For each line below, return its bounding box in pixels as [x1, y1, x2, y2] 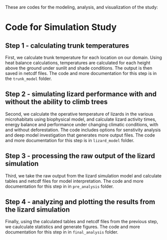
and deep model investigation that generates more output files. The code [5, 132, 156, 138]
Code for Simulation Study [5, 22, 117, 33]
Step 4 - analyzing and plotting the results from [5, 198, 156, 206]
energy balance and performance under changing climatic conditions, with [5, 121, 159, 127]
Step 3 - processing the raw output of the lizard [5, 152, 156, 160]
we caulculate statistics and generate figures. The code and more [5, 224, 141, 230]
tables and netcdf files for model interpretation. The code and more [5, 178, 144, 184]
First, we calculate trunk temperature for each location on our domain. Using [5, 55, 162, 60]
